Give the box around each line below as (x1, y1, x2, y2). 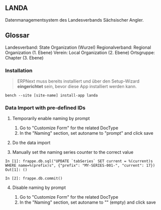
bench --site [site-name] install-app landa (5, 93, 98, 98)
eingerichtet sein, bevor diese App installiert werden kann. (17, 83, 137, 89)
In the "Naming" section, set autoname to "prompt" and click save (19, 130, 154, 136)
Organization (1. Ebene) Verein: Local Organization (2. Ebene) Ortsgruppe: (5, 49, 155, 56)
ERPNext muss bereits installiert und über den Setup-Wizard (17, 78, 140, 84)
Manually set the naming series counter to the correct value (12, 150, 134, 155)
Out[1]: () (5, 167, 28, 173)
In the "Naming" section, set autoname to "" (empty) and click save (19, 199, 156, 206)
